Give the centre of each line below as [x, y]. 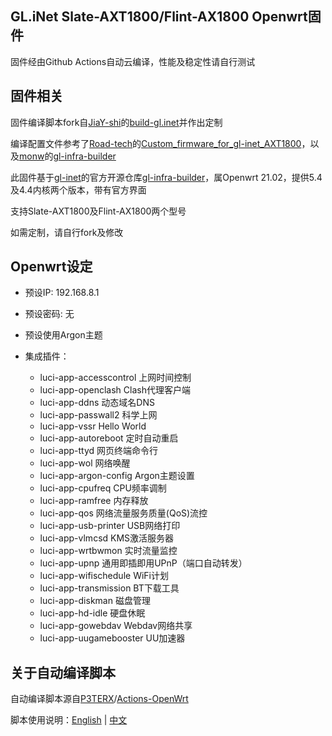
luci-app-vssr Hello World [93, 426]
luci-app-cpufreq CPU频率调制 [103, 488]
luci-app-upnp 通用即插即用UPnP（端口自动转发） [143, 563]
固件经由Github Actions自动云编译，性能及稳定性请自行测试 [133, 61]
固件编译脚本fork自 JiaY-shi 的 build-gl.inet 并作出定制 [116, 122]
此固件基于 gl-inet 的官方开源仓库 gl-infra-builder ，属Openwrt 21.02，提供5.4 [166, 177]
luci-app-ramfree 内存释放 [94, 501]
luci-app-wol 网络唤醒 [85, 463]
